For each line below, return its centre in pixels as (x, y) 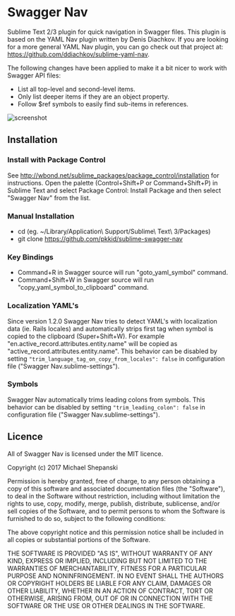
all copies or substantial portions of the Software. (79, 539)
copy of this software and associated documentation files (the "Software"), (116, 488)
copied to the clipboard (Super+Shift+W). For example (86, 336)
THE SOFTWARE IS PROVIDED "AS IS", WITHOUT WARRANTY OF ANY (110, 553)
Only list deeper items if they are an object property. (93, 97)
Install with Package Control (56, 160)
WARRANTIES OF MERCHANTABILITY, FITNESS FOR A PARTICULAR (107, 568)
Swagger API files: (34, 75)
